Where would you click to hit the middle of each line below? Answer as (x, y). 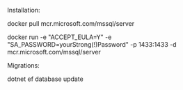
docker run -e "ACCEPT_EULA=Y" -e (59, 37)
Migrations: (23, 65)
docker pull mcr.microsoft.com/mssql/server (71, 23)
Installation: (24, 10)
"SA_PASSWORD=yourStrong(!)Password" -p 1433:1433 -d (92, 44)
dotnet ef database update (45, 79)
